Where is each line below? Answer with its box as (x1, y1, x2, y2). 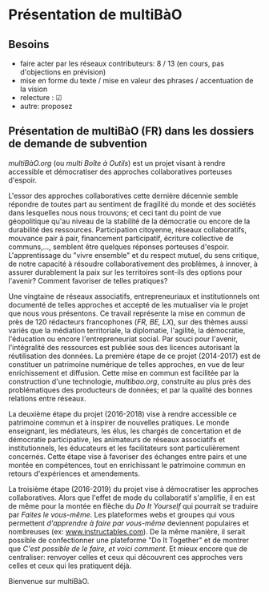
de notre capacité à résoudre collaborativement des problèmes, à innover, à (8, 259, 259, 268)
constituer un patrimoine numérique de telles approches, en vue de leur (8, 359, 246, 369)
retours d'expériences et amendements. (8, 469, 140, 478)
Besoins (8, 38, 50, 51)
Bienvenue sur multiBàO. (8, 576, 90, 586)
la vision (19, 84, 48, 94)
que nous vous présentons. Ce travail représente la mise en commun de (8, 308, 246, 318)
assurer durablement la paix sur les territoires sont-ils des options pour (8, 267, 243, 277)
